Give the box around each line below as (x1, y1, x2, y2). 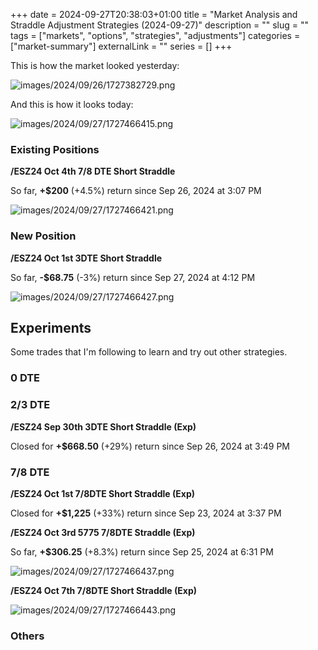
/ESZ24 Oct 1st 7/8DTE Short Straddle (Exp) (10, 487, 196, 499)
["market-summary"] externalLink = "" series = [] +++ (10, 40, 233, 52)
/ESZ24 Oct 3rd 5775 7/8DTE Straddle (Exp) (10, 526, 196, 538)
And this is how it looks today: (10, 99, 134, 110)
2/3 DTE (10, 398, 51, 412)
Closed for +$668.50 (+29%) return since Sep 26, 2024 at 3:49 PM (10, 440, 290, 452)
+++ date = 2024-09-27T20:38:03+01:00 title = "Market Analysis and (10, 9, 298, 20)
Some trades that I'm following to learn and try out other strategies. (10, 346, 288, 358)
